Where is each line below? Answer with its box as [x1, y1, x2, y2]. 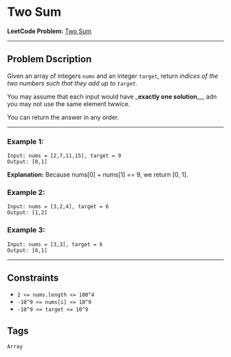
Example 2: [7, 187, 45, 197]
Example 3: [7, 225, 46, 235]
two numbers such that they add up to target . [7, 79, 138, 87]
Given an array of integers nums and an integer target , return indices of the [7, 72, 219, 80]
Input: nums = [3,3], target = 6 [7, 241, 103, 248]
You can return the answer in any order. [7, 113, 119, 121]
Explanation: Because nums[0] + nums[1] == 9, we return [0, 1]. [7, 170, 188, 179]
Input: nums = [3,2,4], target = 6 [7, 203, 109, 210]
